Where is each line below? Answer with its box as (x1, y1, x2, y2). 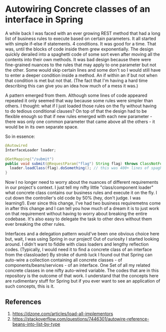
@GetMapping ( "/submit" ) (5, 157, 54, 162)
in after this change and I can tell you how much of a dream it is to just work (5, 206, 160, 211)
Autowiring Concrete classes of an (5, 3, 151, 15)
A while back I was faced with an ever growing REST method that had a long (5, 30, 161, 36)
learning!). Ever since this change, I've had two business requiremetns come (5, 200, 161, 206)
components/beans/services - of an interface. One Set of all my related (5, 262, 151, 268)
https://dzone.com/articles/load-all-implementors (12, 311, 114, 317)
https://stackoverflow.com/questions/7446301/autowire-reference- (12, 316, 149, 322)
